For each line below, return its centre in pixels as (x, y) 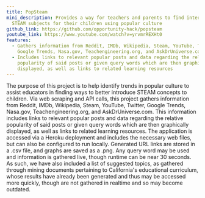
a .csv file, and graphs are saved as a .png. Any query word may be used (98, 150)
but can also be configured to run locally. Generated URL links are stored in (101, 144)
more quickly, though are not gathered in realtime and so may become (95, 183)
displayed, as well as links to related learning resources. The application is (100, 131)
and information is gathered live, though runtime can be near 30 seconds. (99, 157)
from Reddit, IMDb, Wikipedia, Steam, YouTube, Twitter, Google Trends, (96, 105)
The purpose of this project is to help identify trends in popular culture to (98, 86)
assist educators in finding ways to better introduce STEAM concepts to (97, 93)
